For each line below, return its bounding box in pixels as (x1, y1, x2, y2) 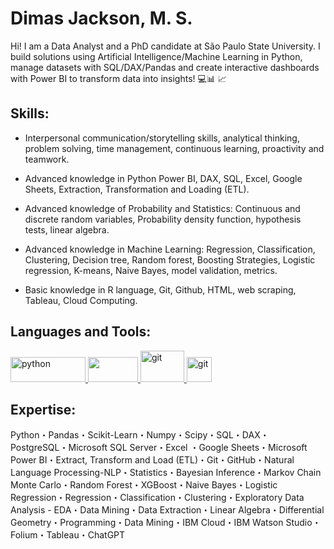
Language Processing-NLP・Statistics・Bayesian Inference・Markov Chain (10, 467, 322, 479)
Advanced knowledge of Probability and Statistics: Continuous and (24, 202, 301, 214)
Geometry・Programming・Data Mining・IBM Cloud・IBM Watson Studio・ (10, 517, 322, 529)
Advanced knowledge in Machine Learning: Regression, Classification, (24, 243, 316, 255)
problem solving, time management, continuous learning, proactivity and (24, 142, 325, 154)
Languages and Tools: (10, 323, 152, 341)
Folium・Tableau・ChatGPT (10, 529, 126, 541)
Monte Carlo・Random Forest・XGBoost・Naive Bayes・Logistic (10, 479, 278, 491)
